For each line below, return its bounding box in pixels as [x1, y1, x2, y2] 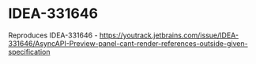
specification [8, 47, 51, 56]
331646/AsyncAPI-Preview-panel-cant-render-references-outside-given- [8, 38, 248, 48]
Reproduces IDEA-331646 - [8, 30, 98, 40]
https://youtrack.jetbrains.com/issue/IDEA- [99, 30, 239, 40]
